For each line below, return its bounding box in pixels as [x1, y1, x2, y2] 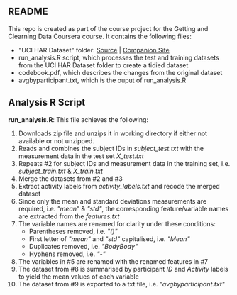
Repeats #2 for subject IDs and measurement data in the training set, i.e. [18, 159, 231, 167]
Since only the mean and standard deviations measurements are [18, 196, 207, 205]
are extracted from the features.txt [18, 212, 120, 221]
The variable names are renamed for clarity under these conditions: [18, 219, 216, 228]
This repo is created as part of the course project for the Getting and [8, 24, 209, 33]
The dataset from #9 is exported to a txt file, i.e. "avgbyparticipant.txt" [18, 279, 226, 288]
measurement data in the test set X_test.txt [18, 152, 144, 160]
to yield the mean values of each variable [18, 272, 139, 281]
